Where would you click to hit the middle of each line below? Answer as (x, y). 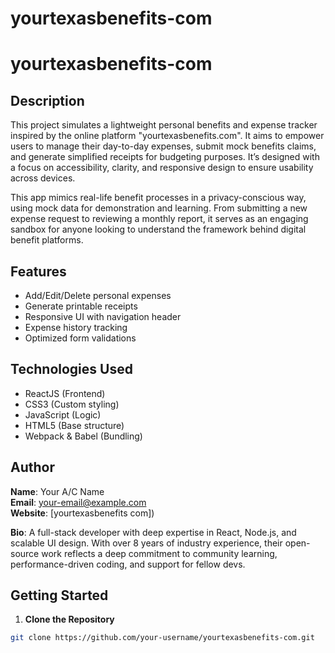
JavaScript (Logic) (63, 414)
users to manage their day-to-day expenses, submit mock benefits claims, (163, 146)
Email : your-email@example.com (78, 502)
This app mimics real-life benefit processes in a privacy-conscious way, (158, 198)
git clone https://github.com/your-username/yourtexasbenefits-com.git (162, 638)
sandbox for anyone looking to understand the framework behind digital (158, 229)
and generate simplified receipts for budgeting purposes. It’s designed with (165, 157)
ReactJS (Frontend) (65, 393)
